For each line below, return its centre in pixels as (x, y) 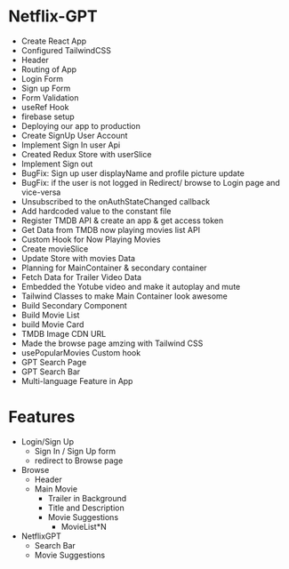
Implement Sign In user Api (71, 145)
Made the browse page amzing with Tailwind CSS (112, 343)
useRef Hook (45, 107)
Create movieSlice (55, 248)
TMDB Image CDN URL (64, 333)
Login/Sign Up (48, 441)
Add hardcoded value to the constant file (96, 211)
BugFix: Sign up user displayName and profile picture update (133, 173)
